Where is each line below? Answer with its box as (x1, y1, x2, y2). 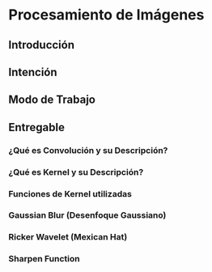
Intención (8, 65, 58, 79)
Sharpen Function (8, 253, 80, 265)
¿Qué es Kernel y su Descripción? (8, 166, 144, 177)
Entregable (8, 120, 65, 134)
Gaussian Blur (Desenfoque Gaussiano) (8, 210, 167, 221)
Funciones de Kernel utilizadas (8, 188, 132, 199)
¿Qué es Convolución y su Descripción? (8, 144, 168, 155)
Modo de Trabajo (8, 93, 95, 107)
